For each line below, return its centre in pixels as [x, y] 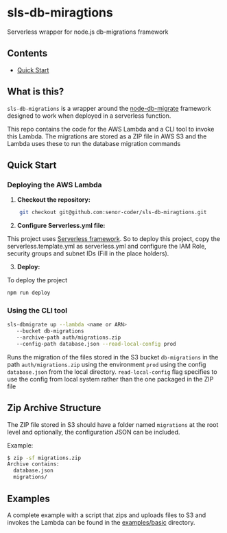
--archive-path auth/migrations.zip [69, 338]
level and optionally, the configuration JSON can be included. [94, 432]
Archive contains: [33, 464]
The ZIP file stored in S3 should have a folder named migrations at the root [113, 424]
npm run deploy [29, 293]
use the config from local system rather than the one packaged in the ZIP [110, 379]
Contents [27, 53]
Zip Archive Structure [54, 408]
